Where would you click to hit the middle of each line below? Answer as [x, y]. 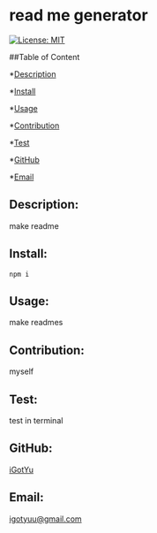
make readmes [36, 323]
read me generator [78, 15]
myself [22, 371]
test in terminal [36, 420]
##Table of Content [45, 57]
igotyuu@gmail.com [45, 519]
